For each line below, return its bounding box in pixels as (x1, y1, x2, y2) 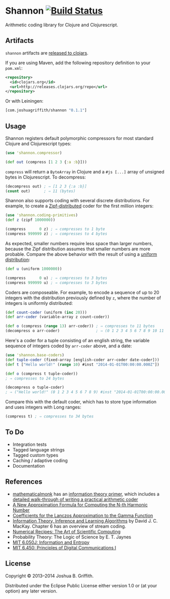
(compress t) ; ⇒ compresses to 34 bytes (5, 414, 94, 419)
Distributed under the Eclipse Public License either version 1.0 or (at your (5, 582, 157, 588)
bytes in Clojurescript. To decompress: (5, 174, 86, 180)
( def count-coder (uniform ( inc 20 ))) (5, 310, 87, 315)
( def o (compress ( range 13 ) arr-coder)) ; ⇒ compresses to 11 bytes (5, 324, 155, 329)
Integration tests (12, 441, 47, 447)
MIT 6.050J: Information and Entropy (12, 539, 90, 545)
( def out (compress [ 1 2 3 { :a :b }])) (5, 159, 87, 164)
